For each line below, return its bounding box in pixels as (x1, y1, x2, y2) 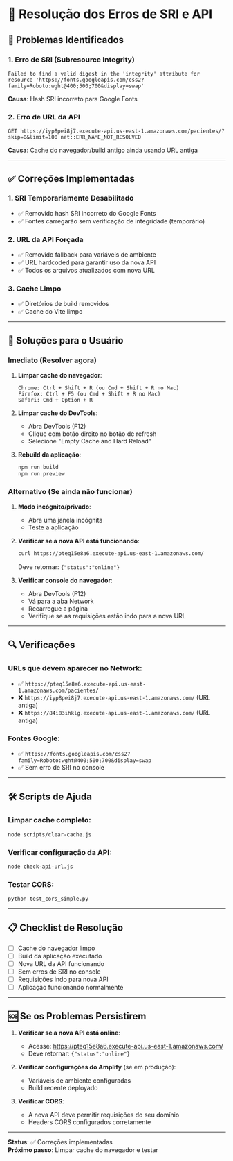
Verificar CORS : (17, 1096, 64, 1105)
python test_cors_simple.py (8, 895, 89, 903)
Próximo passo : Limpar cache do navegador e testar (8, 1145, 158, 1154)
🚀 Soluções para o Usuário (8, 334, 124, 346)
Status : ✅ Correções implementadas (8, 1137, 113, 1146)
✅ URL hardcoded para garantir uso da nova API (17, 258, 156, 266)
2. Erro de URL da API (8, 112, 80, 121)
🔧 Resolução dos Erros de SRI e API (8, 6, 213, 22)
